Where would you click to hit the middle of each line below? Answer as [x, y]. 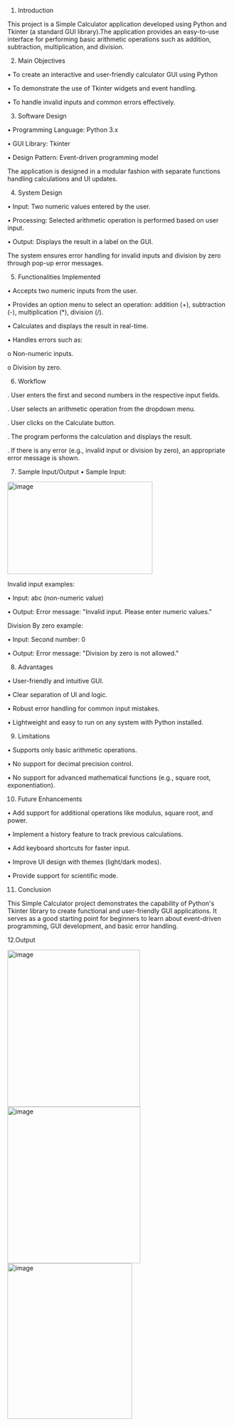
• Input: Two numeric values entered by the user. [79, 207]
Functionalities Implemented [59, 277]
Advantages [35, 667]
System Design [40, 193]
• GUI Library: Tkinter [39, 143]
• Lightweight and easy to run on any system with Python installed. [106, 722]
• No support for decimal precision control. [70, 764]
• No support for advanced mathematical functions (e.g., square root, [109, 778]
